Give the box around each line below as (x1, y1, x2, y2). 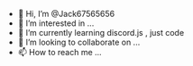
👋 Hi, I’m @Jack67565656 (17, 9, 115, 19)
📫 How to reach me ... (17, 47, 102, 57)
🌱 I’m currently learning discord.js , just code (17, 28, 185, 37)
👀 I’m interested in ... (17, 18, 95, 29)
